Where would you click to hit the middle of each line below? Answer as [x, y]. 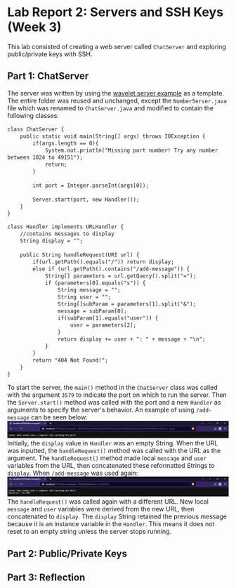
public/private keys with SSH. [50, 54]
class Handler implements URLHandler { [66, 227]
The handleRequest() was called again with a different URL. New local [108, 502]
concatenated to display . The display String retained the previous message [117, 516]
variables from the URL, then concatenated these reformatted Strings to [111, 465]
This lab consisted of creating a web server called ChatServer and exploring [117, 46]
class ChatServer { [36, 129]
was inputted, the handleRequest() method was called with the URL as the [114, 450]
